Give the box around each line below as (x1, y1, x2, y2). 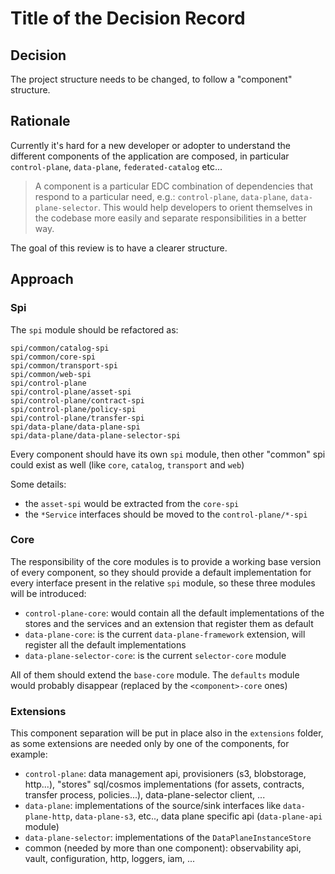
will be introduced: (10, 587, 87, 599)
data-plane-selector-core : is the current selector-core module (24, 649, 287, 661)
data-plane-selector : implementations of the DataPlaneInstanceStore (24, 832, 312, 844)
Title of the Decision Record (10, 7, 246, 30)
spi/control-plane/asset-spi (10, 387, 132, 397)
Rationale (10, 113, 71, 130)
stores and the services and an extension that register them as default (24, 617, 314, 629)
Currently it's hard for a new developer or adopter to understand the (10, 139, 292, 151)
